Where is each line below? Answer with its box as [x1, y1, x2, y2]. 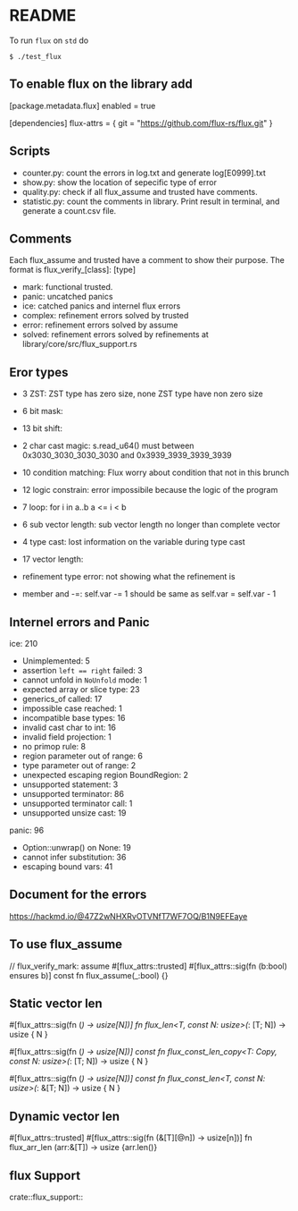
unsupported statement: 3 [21, 779, 119, 790]
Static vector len [9, 996, 103, 1012]
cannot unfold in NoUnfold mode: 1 [21, 674, 147, 685]
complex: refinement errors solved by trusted [21, 310, 189, 321]
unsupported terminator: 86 [21, 789, 125, 799]
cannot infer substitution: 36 [21, 851, 127, 862]
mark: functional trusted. [21, 282, 113, 292]
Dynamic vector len [9, 1108, 120, 1123]
